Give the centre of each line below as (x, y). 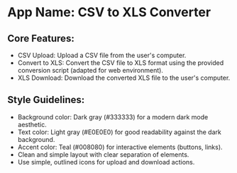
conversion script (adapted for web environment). (90, 70)
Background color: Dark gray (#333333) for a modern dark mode (113, 117)
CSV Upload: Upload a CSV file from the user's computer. (102, 55)
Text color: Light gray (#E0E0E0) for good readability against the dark (119, 132)
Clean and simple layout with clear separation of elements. (103, 154)
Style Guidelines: (46, 100)
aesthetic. (32, 124)
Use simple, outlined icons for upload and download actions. (106, 162)
